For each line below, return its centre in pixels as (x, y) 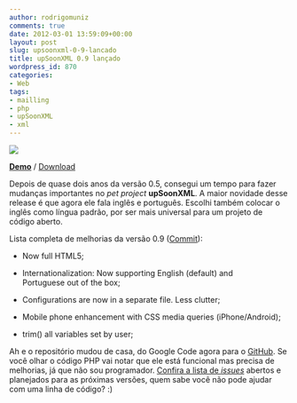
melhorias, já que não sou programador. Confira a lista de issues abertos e (145, 370)
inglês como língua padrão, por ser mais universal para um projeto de (136, 212)
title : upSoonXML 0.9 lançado (65, 59)
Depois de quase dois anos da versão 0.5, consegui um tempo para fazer (143, 184)
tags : (19, 91)
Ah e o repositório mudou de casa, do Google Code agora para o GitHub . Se (148, 351)
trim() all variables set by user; (78, 334)
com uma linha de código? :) (61, 389)
